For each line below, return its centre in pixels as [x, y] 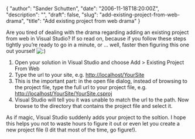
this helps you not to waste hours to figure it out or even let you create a [93, 123]
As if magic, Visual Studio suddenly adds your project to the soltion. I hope [96, 117]
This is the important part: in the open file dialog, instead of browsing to [101, 81]
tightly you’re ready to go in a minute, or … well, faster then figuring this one [97, 45]
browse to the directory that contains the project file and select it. [93, 106]
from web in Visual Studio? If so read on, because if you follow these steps [96, 38]
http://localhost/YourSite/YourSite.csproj [63, 94]
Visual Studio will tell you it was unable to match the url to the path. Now [102, 100]
